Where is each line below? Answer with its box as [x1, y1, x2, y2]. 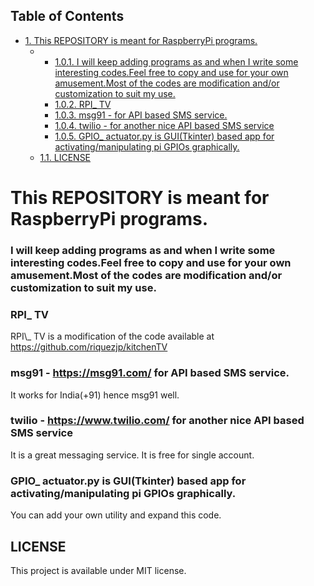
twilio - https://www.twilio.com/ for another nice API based [10, 414, 305, 428]
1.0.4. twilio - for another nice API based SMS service [54, 119, 275, 131]
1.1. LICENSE [39, 151, 92, 163]
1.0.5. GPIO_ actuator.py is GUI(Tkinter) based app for [54, 130, 275, 142]
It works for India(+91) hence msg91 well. [10, 389, 180, 401]
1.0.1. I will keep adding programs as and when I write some [54, 55, 299, 68]
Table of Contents [10, 8, 125, 25]
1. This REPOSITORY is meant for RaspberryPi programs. [24, 34, 258, 46]
